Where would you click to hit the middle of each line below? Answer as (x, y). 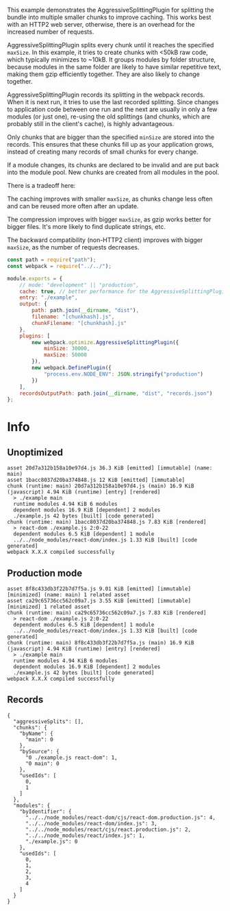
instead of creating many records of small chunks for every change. (103, 151)
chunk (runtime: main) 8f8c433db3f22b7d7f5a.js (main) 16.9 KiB (101, 643)
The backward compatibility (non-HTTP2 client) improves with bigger (105, 240)
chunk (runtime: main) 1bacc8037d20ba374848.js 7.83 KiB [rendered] (107, 522)
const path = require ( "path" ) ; (52, 260)
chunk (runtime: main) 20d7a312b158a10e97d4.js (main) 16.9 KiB (101, 486)
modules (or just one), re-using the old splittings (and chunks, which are (109, 117)
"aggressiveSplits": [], (49, 721)
